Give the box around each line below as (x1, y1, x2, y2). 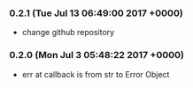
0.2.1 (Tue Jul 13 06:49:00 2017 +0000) (9, 7, 183, 19)
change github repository (21, 27, 115, 38)
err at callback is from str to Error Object (21, 69, 170, 79)
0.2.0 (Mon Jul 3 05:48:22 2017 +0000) (9, 49, 184, 62)
